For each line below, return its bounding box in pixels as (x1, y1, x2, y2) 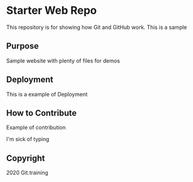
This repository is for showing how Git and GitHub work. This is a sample (6, 24, 188, 31)
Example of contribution (6, 124, 66, 131)
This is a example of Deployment (6, 90, 88, 98)
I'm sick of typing (6, 136, 49, 143)
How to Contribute (6, 108, 77, 118)
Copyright (6, 153, 45, 163)
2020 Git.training (6, 169, 48, 177)
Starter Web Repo (6, 4, 97, 17)
